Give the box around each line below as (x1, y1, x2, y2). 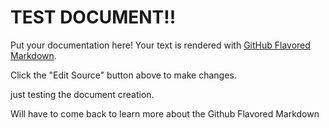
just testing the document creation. (10, 88, 155, 100)
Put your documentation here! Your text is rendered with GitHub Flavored (10, 39, 311, 51)
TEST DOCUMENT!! (10, 6, 177, 29)
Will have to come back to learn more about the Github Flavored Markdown (10, 107, 320, 120)
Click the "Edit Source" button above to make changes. (10, 69, 237, 81)
